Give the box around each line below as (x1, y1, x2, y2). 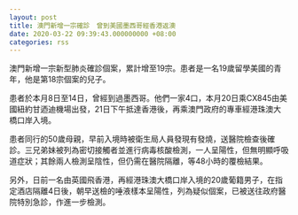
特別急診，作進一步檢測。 (16, 196, 111, 208)
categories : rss (9, 37, 69, 47)
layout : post (9, 12, 58, 22)
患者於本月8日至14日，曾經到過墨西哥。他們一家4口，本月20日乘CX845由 (9, 93, 280, 104)
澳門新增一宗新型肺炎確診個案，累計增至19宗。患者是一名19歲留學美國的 (9, 63, 274, 73)
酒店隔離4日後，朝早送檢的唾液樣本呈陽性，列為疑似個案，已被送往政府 (16, 186, 279, 196)
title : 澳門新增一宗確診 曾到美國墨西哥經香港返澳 (9, 21, 176, 30)
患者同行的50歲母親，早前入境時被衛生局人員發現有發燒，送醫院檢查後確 (9, 134, 276, 144)
